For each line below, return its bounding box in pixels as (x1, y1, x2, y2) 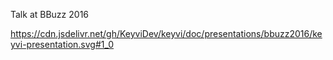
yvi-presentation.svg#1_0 (10, 39, 115, 50)
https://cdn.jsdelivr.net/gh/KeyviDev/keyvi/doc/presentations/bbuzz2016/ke (10, 28, 323, 39)
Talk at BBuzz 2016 (10, 9, 90, 20)
